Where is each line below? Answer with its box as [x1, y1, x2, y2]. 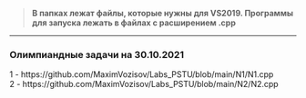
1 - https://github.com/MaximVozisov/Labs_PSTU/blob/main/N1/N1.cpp [9, 69, 274, 80]
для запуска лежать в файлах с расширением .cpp [31, 17, 237, 28]
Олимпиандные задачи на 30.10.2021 [9, 48, 185, 61]
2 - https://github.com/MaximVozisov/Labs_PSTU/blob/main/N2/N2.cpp [9, 79, 280, 90]
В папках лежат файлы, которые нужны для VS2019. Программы [31, 8, 294, 18]
